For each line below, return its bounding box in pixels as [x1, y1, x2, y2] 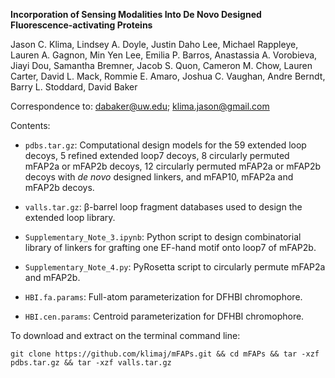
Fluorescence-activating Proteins [10, 19, 153, 31]
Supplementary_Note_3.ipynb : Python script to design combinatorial [24, 231, 302, 243]
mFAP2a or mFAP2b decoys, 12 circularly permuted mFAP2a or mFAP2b [24, 160, 322, 172]
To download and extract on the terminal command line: [10, 330, 241, 341]
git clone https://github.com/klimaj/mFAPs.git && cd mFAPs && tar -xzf [10, 349, 320, 359]
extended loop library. [24, 212, 116, 223]
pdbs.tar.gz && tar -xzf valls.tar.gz [10, 358, 172, 368]
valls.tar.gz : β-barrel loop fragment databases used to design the [24, 201, 303, 213]
